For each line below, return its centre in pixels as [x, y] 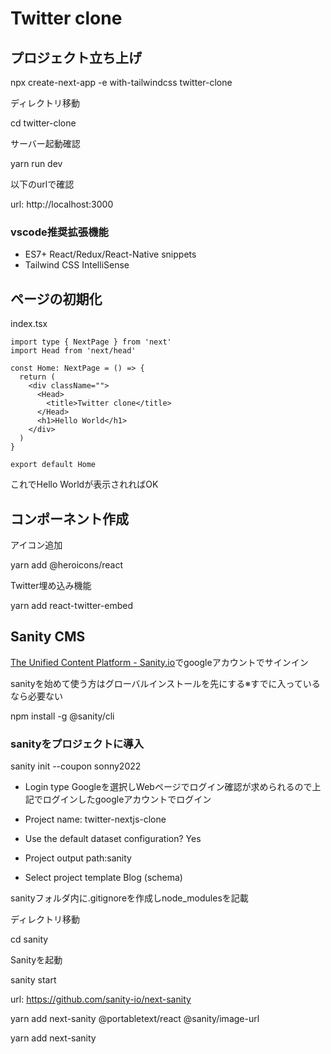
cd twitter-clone [43, 123]
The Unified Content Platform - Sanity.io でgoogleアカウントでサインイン [159, 662]
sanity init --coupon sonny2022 [76, 766]
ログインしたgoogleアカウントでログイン [127, 799]
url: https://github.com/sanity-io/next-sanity [101, 999]
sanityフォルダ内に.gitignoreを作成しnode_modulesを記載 [129, 898]
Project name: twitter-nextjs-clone [95, 819]
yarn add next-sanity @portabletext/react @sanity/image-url [135, 1019]
